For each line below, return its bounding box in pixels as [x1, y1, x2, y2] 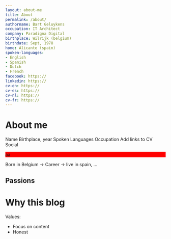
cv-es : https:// [5, 88, 40, 93]
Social [5, 142, 19, 148]
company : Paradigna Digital [5, 31, 65, 36]
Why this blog [5, 197, 65, 208]
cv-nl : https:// [5, 93, 40, 98]
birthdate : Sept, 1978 [5, 41, 53, 46]
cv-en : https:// [5, 83, 40, 88]
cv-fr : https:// [5, 97, 40, 102]
